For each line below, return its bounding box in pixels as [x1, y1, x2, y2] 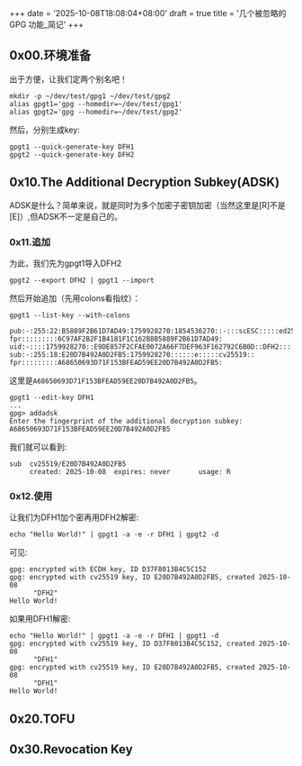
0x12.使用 [9, 489, 53, 502]
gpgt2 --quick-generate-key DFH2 [9, 150, 135, 160]
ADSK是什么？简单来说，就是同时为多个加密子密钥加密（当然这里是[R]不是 [9, 199, 286, 210]
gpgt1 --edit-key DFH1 [9, 393, 94, 402]
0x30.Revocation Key [9, 742, 133, 757]
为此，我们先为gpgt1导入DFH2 [9, 258, 122, 269]
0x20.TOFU [9, 711, 75, 726]
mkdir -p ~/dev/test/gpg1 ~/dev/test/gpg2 [9, 91, 171, 101]
